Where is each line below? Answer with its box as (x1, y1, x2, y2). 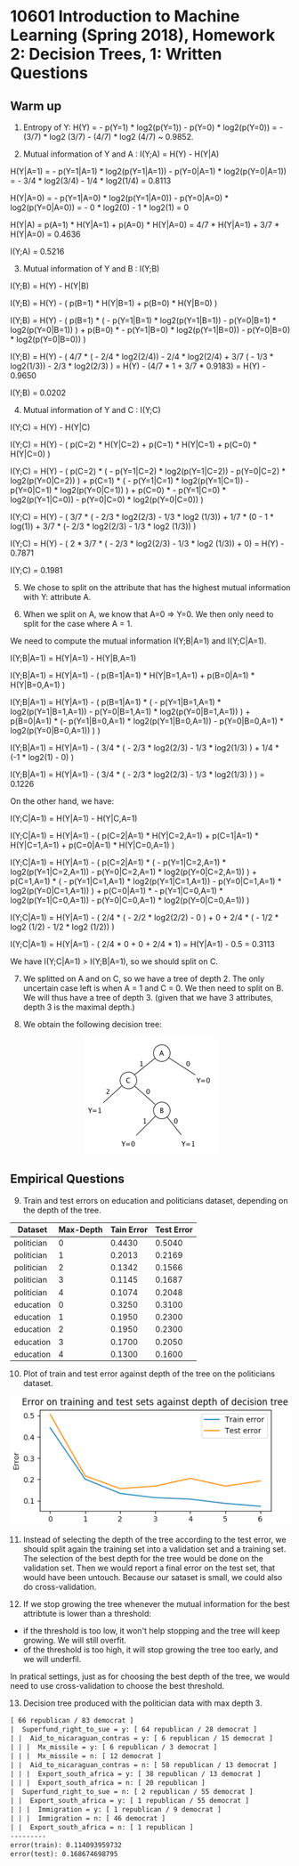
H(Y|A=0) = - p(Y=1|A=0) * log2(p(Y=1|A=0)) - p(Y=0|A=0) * (10, 193, 230, 203)
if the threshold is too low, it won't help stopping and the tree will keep (22, 1626, 280, 1636)
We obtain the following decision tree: (22, 1019, 163, 1029)
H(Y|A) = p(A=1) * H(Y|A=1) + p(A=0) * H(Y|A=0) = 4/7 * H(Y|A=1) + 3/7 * (10, 220, 279, 230)
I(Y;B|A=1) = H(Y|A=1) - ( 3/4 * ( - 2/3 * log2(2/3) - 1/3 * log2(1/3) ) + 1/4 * (10, 742, 279, 753)
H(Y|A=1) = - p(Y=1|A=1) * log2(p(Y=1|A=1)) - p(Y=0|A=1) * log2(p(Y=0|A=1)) (10, 166, 287, 176)
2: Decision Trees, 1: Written (10, 45, 222, 64)
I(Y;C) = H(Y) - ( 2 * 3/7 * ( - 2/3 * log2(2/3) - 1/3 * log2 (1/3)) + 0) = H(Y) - (10, 539, 285, 548)
